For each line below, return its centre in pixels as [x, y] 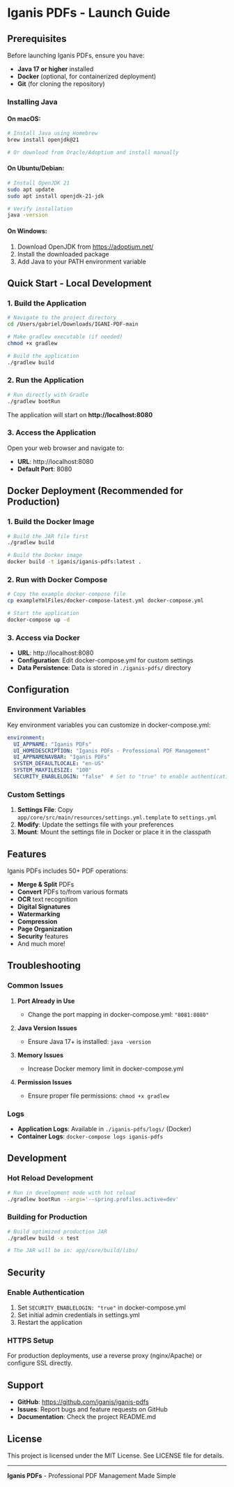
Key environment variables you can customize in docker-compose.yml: [109, 725]
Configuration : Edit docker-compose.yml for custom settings [105, 660]
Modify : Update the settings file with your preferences [95, 825]
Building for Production [47, 1217]
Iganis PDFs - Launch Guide [89, 13]
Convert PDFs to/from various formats [73, 892]
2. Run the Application [46, 380]
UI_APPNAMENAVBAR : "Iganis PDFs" [62, 757]
